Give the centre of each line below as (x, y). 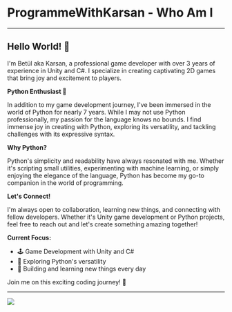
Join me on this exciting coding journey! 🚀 (67, 282)
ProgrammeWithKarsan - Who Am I (110, 13)
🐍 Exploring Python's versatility (61, 261)
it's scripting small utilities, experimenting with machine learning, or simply (113, 168)
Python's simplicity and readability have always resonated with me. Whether (116, 161)
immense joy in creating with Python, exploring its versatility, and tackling (112, 126)
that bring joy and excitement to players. (65, 78)
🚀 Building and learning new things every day (81, 269)
